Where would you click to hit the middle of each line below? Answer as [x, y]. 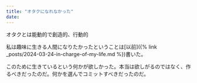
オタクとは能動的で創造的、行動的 [47, 34]
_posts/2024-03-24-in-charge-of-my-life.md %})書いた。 [76, 54]
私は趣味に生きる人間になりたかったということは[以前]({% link [81, 47]
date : [13, 17]
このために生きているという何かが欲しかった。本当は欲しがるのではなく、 [96, 66]
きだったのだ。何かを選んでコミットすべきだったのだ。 [83, 74]
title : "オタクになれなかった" [40, 11]
